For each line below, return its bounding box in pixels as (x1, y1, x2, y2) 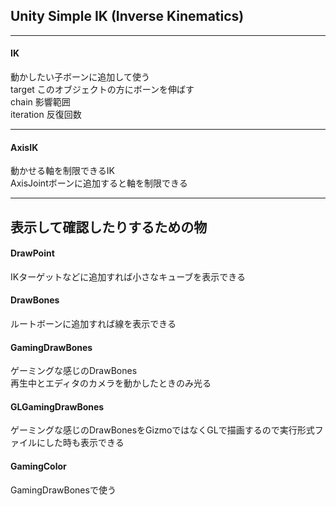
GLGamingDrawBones (10, 400, 105, 413)
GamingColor (10, 460, 67, 473)
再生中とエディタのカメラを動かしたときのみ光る (10, 377, 212, 389)
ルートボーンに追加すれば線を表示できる (10, 318, 177, 330)
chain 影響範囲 (10, 96, 71, 108)
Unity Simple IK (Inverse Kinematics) (10, 8, 245, 25)
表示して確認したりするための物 (10, 219, 208, 236)
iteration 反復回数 (10, 109, 82, 121)
